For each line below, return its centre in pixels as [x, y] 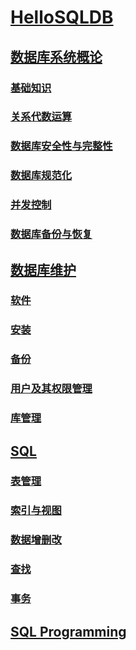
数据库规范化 [41, 176]
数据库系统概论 [56, 56]
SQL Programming [68, 631]
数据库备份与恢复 [51, 234]
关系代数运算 [41, 117]
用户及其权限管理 [51, 389]
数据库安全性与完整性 [61, 146]
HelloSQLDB [62, 17]
